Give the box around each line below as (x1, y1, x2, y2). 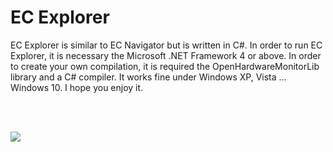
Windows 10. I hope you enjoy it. (10, 81, 144, 93)
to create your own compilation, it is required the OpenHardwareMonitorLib (10, 60, 320, 72)
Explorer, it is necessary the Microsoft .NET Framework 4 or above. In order (10, 49, 322, 61)
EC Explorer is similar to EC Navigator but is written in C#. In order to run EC (10, 39, 323, 51)
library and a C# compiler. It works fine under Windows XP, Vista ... (10, 71, 287, 83)
